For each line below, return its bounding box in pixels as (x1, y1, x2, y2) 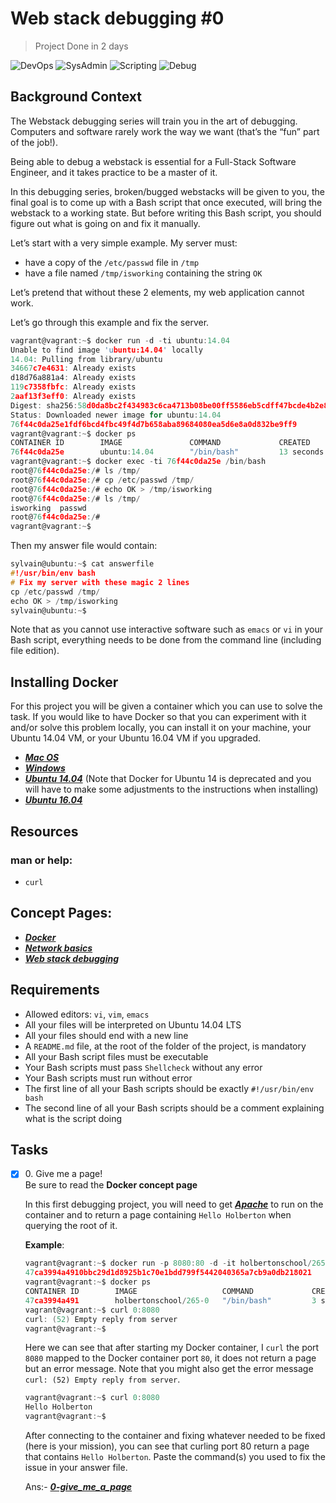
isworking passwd (10, 503, 87, 513)
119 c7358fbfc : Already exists (10, 382, 137, 392)
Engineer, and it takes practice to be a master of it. (10, 166, 218, 178)
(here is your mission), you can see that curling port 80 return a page (24, 1440, 310, 1452)
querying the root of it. (24, 1220, 118, 1232)
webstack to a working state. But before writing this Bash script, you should (10, 207, 322, 219)
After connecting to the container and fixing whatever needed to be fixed (24, 1430, 326, 1441)
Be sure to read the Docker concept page (24, 1179, 198, 1191)
